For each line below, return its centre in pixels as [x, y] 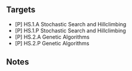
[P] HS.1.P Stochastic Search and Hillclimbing [70, 30]
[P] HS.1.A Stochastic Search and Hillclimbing [70, 24]
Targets [21, 10]
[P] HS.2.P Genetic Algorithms [52, 43]
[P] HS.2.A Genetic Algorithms [52, 37]
